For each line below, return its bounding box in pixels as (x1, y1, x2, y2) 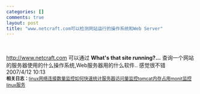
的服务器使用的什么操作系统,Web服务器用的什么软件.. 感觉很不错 (6, 62, 166, 69)
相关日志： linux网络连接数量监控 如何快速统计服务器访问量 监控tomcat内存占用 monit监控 (6, 75, 192, 82)
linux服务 (6, 82, 26, 89)
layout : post (6, 20, 39, 26)
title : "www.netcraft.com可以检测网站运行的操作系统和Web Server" (6, 25, 163, 32)
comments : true (6, 14, 44, 20)
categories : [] (6, 8, 44, 15)
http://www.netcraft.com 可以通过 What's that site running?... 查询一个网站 (6, 54, 194, 62)
